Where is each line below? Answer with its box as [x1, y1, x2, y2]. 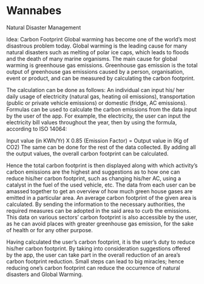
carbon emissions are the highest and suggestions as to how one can [6, 168, 180, 176]
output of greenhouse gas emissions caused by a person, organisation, [6, 68, 185, 75]
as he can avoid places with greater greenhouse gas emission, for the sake [6, 220, 194, 227]
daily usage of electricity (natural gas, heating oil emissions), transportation [6, 93, 195, 100]
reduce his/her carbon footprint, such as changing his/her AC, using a [6, 174, 181, 182]
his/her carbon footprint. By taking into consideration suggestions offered [6, 244, 191, 252]
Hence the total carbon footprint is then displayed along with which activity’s [6, 162, 198, 169]
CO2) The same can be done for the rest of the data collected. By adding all [6, 143, 196, 151]
